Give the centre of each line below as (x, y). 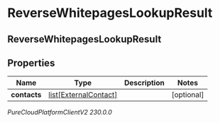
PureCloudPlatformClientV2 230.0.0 (60, 112)
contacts (26, 95)
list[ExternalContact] (83, 95)
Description (144, 83)
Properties (31, 63)
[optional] (188, 95)
